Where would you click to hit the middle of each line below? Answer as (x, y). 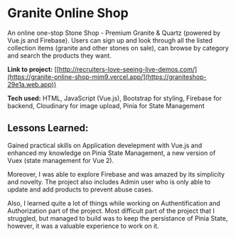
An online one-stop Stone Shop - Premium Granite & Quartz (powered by (114, 33)
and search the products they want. (59, 56)
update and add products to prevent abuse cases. (81, 189)
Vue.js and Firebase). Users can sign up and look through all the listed (110, 40)
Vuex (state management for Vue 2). (61, 160)
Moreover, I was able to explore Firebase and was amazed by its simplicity (116, 174)
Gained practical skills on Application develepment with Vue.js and (105, 145)
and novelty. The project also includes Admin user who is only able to (109, 181)
